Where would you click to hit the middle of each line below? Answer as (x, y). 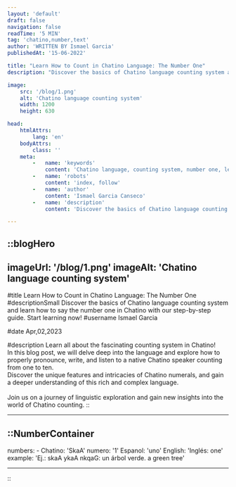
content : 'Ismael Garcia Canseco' (95, 196)
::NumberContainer (51, 434)
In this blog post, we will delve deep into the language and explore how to (114, 353)
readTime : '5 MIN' (34, 33)
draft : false (26, 20)
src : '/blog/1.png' (48, 91)
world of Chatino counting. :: (48, 405)
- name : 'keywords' (64, 163)
